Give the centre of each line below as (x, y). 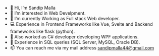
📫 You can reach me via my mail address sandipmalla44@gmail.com (82, 48)
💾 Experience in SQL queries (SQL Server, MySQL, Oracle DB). (75, 42)
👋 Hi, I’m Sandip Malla (33, 8)
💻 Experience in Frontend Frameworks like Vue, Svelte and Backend (81, 24)
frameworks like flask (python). (42, 31)
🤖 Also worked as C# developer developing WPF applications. (74, 37)
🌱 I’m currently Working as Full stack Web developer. (65, 18)
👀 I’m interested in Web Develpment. (48, 13)
